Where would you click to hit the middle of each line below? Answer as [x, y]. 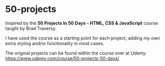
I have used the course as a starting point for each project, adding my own [83, 38]
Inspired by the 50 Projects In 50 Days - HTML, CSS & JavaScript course [81, 23]
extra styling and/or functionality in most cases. [55, 43]
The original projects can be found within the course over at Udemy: [76, 53]
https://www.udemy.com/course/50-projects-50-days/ [62, 58]
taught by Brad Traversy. [31, 28]
